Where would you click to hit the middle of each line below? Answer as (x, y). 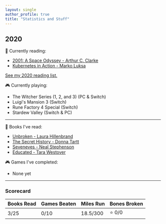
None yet (21, 173)
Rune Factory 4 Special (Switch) (45, 108)
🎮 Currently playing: (26, 85)
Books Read (22, 204)
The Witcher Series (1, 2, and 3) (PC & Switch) (59, 97)
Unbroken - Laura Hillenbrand (42, 136)
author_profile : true (27, 14)
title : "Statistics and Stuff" (37, 19)
